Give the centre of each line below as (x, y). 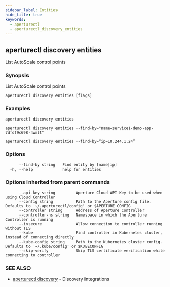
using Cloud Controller (31, 197)
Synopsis (17, 75)
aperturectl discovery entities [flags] (49, 96)
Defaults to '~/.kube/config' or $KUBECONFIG (54, 246)
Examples (18, 109)
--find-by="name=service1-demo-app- (115, 128)
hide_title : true (24, 15)
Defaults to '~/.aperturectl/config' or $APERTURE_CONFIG (68, 206)
